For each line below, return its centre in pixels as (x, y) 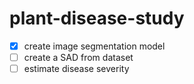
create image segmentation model (94, 46)
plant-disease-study (97, 18)
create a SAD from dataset (78, 57)
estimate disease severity (76, 69)
